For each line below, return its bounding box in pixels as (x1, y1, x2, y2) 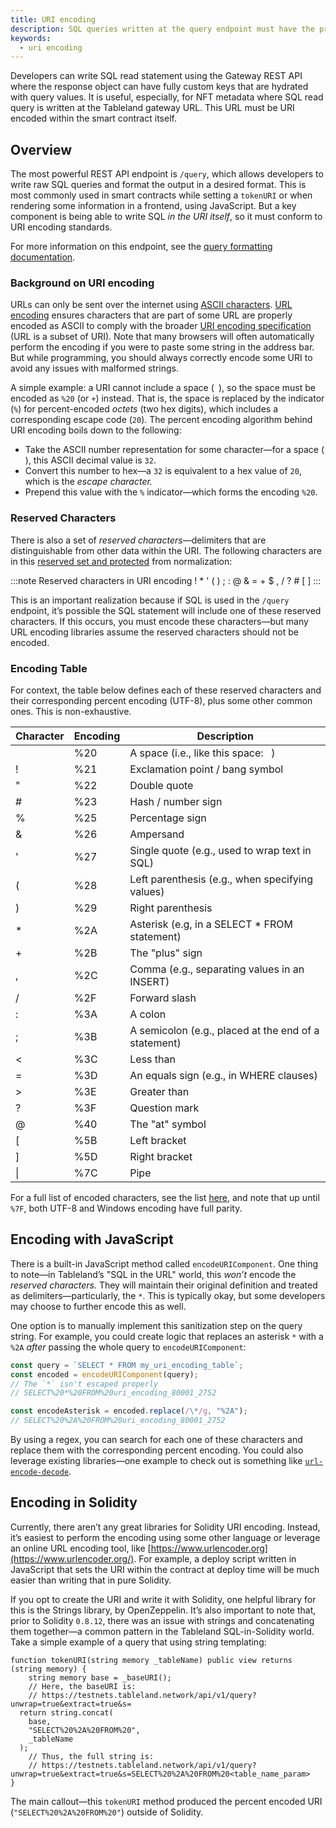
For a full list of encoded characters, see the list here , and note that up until (10, 1191, 320, 1203)
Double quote (129, 778, 194, 792)
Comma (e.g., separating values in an (129, 962, 305, 976)
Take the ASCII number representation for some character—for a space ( (24, 444, 325, 456)
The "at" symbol (129, 1117, 207, 1131)
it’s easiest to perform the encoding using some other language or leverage (10, 1531, 321, 1543)
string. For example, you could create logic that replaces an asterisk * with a (10, 1330, 324, 1342)
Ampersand (129, 827, 185, 841)
